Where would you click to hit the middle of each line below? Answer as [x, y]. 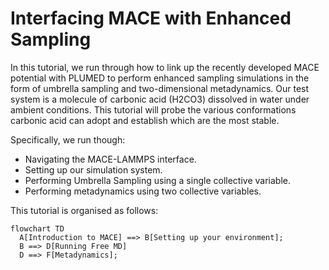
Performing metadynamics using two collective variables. [143, 191]
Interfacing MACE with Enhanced [151, 18]
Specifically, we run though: [68, 139]
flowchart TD [37, 228]
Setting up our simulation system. [93, 169]
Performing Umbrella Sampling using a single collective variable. [157, 180]
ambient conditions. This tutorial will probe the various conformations [153, 109]
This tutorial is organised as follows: [84, 210]
